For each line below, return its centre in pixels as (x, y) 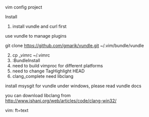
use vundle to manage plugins (36, 36)
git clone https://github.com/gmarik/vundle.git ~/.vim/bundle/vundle (75, 46)
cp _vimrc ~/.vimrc (31, 55)
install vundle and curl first (39, 26)
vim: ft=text (17, 110)
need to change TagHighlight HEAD (49, 71)
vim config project (24, 7)
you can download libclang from (38, 95)
